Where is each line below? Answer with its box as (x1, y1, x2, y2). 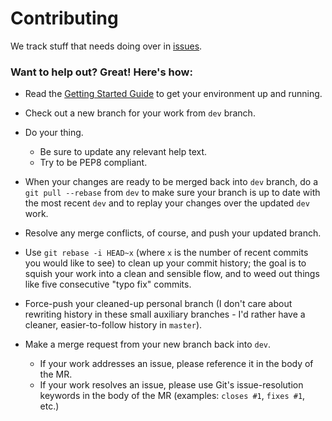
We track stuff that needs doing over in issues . (10, 40, 203, 52)
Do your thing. (24, 127, 84, 139)
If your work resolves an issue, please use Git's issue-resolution (39, 379, 304, 391)
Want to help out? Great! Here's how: (10, 65, 193, 79)
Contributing (10, 7, 119, 30)
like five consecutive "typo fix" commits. (24, 278, 192, 291)
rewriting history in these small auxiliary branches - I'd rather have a (24, 308, 306, 321)
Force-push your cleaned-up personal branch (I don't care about (24, 298, 293, 310)
